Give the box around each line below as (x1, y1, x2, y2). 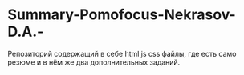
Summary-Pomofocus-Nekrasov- (7, 6, 236, 24)
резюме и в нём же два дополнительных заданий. (7, 57, 181, 67)
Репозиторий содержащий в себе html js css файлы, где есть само (7, 49, 237, 58)
